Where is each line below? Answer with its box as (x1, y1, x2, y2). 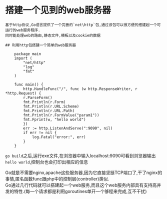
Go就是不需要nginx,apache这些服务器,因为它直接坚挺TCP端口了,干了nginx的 (5, 169, 162, 175)
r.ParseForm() (23, 95, 52, 100)
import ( (14, 55, 32, 60)
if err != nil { (23, 130, 57, 135)
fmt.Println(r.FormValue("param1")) (23, 112, 99, 117)
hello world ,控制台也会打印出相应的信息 (5, 158, 88, 165)
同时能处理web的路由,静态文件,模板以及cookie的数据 (5, 33, 101, 38)
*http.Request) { (5, 90, 41, 95)
